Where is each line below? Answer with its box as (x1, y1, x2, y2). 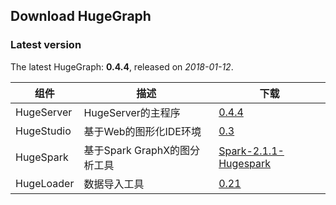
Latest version (10, 38, 82, 52)
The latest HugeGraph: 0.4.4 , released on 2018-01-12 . (10, 60, 234, 73)
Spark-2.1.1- (218, 144, 285, 158)
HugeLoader (15, 176, 75, 190)
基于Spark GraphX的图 (83, 143, 191, 157)
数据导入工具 (83, 177, 145, 191)
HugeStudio (15, 124, 72, 138)
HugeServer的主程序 (83, 105, 181, 119)
